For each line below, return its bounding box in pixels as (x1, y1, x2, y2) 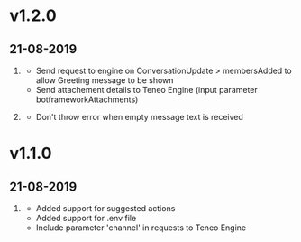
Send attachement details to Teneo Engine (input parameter (35, 85, 259, 95)
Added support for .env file (35, 213, 137, 223)
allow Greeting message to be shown (35, 75, 174, 86)
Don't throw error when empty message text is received (35, 112, 243, 122)
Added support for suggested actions (35, 203, 176, 213)
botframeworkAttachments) (35, 94, 139, 105)
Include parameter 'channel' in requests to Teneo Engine (35, 222, 246, 233)
